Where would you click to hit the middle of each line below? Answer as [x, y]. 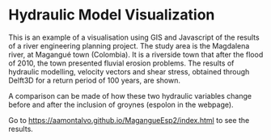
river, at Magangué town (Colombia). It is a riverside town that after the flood [136, 54]
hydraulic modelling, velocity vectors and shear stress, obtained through [129, 71]
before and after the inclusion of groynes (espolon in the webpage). [121, 104]
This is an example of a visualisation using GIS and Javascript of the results [134, 37]
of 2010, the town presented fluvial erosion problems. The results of [121, 63]
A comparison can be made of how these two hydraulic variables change [130, 95]
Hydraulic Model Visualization [112, 15]
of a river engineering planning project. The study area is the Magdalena [129, 45]
